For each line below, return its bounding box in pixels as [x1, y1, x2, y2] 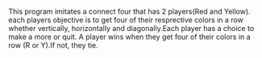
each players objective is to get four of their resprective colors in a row [8, 15, 243, 25]
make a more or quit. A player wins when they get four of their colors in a [8, 32, 252, 41]
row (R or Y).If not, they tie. [8, 41, 98, 50]
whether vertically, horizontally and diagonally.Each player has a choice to [8, 24, 255, 33]
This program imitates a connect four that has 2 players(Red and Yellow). [8, 7, 252, 16]
